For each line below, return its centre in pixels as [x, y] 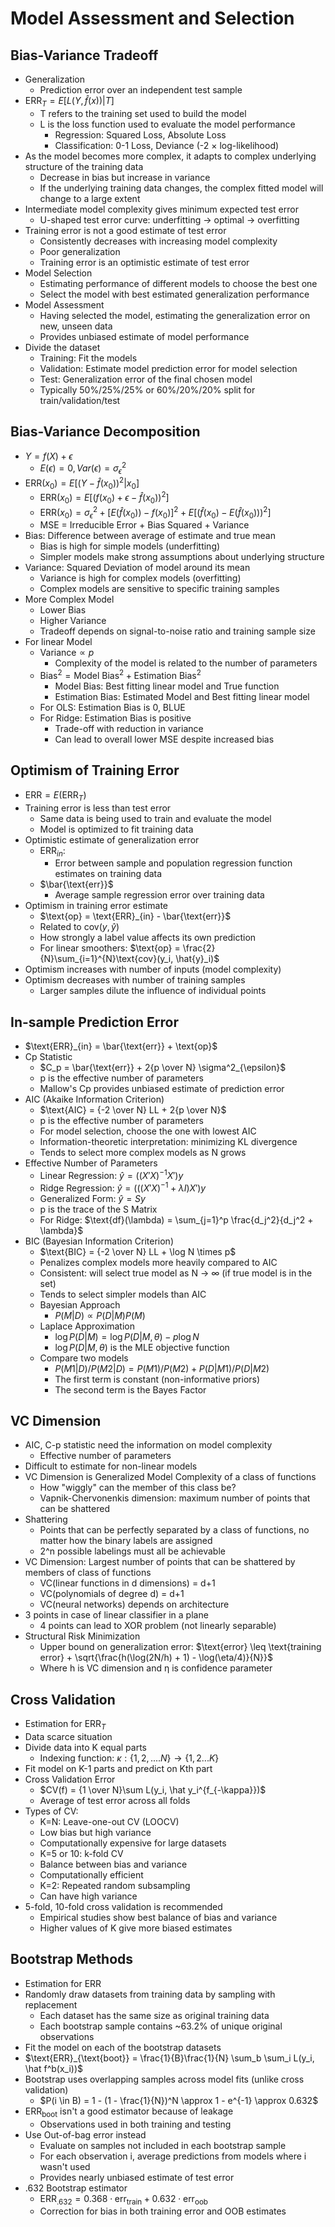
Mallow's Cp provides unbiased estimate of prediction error [162, 1089]
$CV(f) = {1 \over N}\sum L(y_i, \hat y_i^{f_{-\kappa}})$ [153, 1790]
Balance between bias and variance [113, 1864]
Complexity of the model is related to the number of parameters [186, 663]
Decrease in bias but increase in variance [125, 177]
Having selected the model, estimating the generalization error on [175, 315]
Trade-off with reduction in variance [129, 729]
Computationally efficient [91, 1875]
